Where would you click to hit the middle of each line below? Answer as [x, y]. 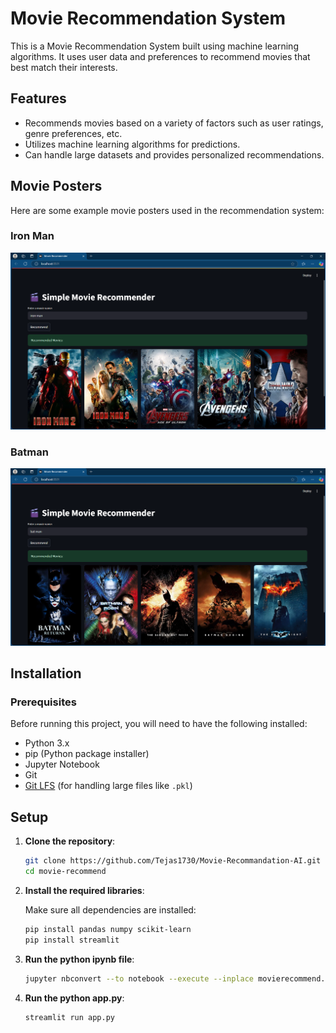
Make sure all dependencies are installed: [110, 909]
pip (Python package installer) [87, 754]
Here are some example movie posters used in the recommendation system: [167, 210]
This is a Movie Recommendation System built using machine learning [154, 46]
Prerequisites [43, 702]
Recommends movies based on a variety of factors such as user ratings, [174, 123]
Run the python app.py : [74, 998]
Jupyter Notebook [62, 764]
